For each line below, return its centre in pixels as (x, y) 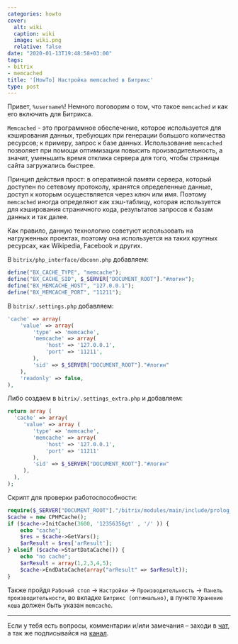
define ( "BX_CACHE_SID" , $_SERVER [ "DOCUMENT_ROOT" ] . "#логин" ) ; (101, 279)
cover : (17, 21)
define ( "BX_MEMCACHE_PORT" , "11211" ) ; (64, 292)
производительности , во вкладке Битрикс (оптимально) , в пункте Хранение (115, 597)
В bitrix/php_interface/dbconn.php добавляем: (78, 260)
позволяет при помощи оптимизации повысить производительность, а (115, 150)
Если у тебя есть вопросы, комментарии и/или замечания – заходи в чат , (119, 626)
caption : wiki (34, 34)
